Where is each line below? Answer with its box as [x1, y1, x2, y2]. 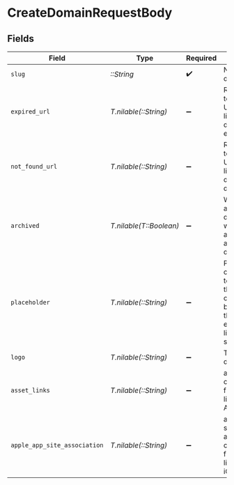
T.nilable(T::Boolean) [110, 221, 180, 231]
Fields [7, 33, 35, 45]
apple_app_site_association [10, 441, 104, 449]
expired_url [10, 108, 51, 116]
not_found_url [10, 162, 58, 170]
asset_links [10, 387, 51, 394]
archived [10, 222, 40, 229]
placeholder [10, 298, 51, 306]
